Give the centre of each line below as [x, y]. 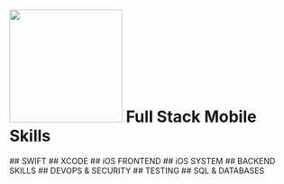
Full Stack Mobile [191, 117]
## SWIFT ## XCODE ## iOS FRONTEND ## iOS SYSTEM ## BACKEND [142, 161]
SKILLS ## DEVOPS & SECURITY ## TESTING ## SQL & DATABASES [137, 170]
